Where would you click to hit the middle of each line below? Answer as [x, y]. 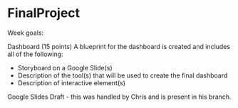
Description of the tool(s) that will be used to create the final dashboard [123, 75]
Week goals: [26, 33]
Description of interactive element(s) [72, 82]
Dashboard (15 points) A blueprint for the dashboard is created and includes [119, 46]
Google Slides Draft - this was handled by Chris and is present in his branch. [119, 97]
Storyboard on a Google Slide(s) [65, 67]
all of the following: [35, 54]
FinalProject [44, 13]
